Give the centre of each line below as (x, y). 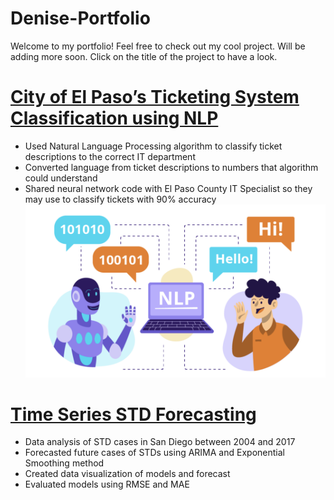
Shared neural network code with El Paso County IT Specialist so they (168, 188)
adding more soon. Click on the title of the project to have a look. (144, 56)
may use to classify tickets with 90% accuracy (120, 199)
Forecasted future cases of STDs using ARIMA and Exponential (154, 453)
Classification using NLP (114, 118)
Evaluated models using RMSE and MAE (107, 484)
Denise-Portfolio (80, 18)
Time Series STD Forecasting (133, 414)
